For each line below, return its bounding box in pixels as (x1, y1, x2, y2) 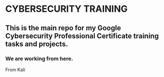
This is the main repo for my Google (5, 24, 121, 32)
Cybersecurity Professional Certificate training (5, 31, 159, 40)
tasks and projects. (5, 40, 68, 48)
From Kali (5, 66, 26, 72)
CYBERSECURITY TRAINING (5, 3, 128, 15)
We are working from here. (5, 55, 73, 62)
